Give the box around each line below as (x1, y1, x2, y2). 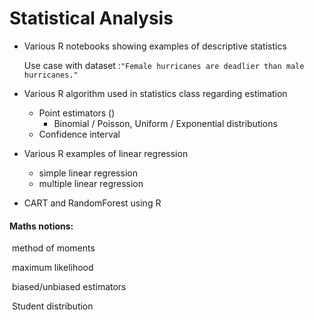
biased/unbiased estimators (11, 281, 127, 293)
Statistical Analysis (9, 7, 174, 30)
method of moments (11, 242, 96, 254)
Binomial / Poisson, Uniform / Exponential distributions (53, 117, 278, 129)
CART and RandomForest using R (23, 197, 162, 209)
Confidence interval (38, 128, 121, 140)
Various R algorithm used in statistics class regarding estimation (23, 87, 288, 99)
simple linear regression (38, 167, 138, 179)
